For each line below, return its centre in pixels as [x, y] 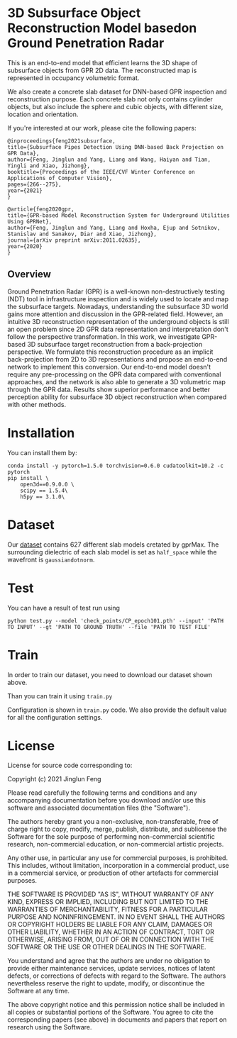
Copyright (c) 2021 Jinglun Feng [54, 779]
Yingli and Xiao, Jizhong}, [49, 166]
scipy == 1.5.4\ [44, 491]
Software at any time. [38, 991]
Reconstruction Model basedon [102, 28]
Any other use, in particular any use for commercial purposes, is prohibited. [118, 858]
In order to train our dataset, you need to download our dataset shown [110, 674]
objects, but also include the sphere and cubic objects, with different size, [115, 106]
